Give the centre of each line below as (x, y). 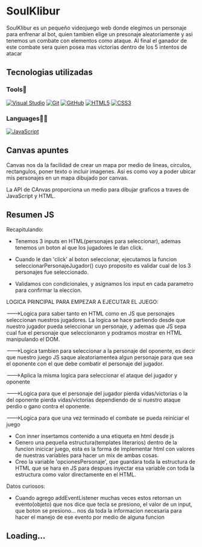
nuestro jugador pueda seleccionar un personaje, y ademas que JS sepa (96, 326)
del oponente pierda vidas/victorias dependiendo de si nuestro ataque (93, 400)
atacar (14, 53)
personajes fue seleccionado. (52, 272)
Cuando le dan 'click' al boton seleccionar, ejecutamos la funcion (96, 259)
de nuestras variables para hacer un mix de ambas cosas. (87, 455)
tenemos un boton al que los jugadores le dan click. (79, 247)
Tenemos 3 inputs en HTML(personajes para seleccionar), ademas (98, 241)
